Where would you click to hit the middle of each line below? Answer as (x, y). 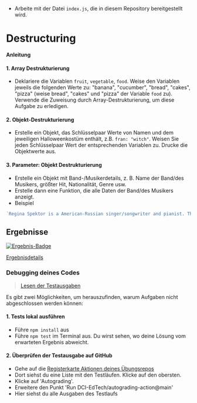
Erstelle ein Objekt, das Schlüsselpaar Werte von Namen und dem (94, 133)
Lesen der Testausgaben (50, 286)
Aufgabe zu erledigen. (41, 106)
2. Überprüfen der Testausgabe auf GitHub (59, 355)
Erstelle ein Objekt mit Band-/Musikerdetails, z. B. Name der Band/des (99, 178)
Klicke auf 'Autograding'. (44, 381)
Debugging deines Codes (43, 273)
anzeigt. (24, 197)
